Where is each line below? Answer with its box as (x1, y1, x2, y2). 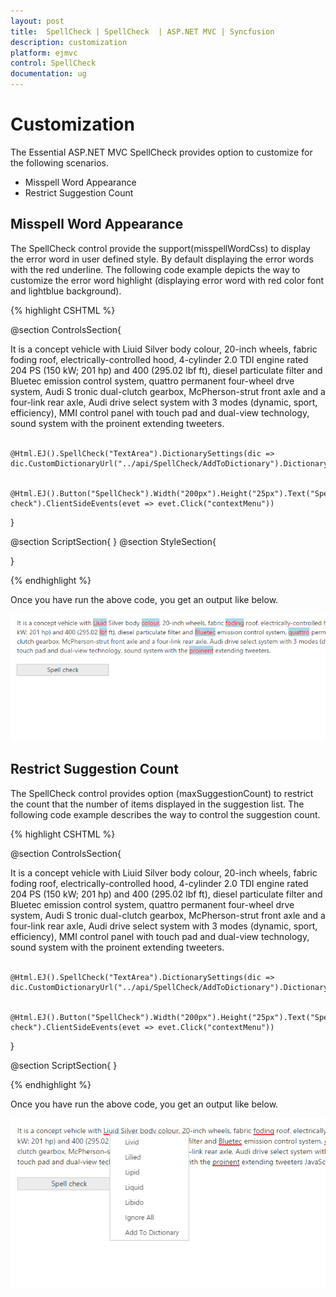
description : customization (10, 37, 128, 47)
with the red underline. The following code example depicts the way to (10, 263, 301, 275)
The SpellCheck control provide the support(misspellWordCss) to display (10, 242, 311, 254)
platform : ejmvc (10, 48, 78, 58)
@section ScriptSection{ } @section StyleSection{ (10, 535, 217, 547)
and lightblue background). (10, 285, 122, 297)
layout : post (10, 16, 65, 26)
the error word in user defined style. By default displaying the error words (10, 253, 314, 265)
